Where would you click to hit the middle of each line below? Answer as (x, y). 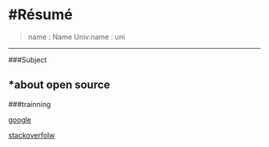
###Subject (28, 60)
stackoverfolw (32, 135)
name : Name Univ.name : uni (76, 37)
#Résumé (41, 15)
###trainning (30, 104)
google (20, 119)
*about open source (59, 85)
